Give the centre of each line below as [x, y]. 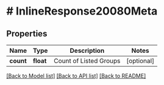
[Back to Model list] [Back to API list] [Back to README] [76, 76]
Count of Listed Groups [87, 61]
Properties [27, 34]
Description [87, 51]
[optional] [140, 61]
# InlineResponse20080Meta [82, 11]
